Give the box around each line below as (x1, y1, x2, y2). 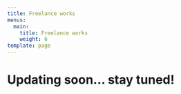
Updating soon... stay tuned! (7, 72, 175, 88)
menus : (7, 17, 26, 23)
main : (13, 23, 30, 30)
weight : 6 (19, 36, 48, 43)
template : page (7, 42, 51, 49)
